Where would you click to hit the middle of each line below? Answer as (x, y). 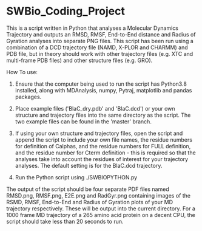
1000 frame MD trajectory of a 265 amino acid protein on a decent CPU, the (101, 215)
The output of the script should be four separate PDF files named (88, 189)
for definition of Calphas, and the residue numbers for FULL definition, (103, 146)
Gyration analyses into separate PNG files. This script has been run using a (100, 41)
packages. (28, 97)
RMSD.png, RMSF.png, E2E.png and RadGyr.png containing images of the (99, 195)
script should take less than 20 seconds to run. (65, 221)
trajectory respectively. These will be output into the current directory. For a (101, 209)
